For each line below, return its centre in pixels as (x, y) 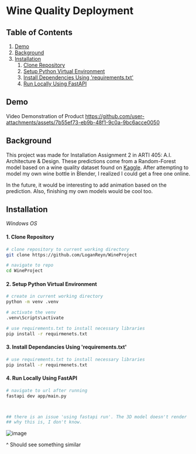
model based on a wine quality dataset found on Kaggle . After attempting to (97, 167)
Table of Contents (39, 32)
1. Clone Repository (30, 237)
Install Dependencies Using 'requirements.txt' (78, 78)
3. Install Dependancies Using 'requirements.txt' (66, 347)
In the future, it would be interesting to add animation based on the (86, 185)
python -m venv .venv (32, 302)
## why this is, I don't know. (44, 422)
